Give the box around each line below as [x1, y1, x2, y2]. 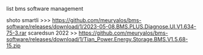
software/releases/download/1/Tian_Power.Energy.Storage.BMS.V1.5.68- [6, 36, 188, 42]
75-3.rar [6, 29, 27, 36]
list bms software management [6, 5, 84, 12]
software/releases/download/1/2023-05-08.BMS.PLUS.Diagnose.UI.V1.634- [6, 23, 197, 30]
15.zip [6, 42, 21, 49]
